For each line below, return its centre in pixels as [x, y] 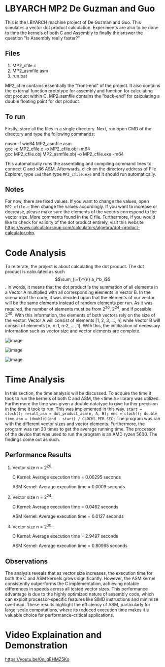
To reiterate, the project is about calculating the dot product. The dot [75, 267]
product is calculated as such [35, 272]
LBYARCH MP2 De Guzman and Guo [80, 9]
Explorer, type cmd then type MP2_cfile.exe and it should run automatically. [81, 174]
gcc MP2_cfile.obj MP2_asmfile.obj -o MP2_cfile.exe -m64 [65, 154]
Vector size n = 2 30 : [32, 526]
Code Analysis [36, 253]
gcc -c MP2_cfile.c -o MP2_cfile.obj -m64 [48, 149]
